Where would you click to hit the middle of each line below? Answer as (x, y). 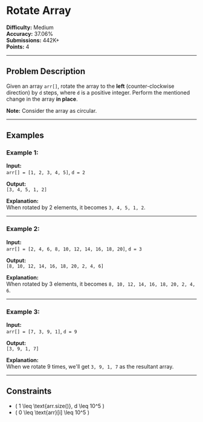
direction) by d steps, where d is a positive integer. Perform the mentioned (98, 92)
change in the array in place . (42, 99)
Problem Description (46, 71)
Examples (25, 136)
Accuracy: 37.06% (30, 33)
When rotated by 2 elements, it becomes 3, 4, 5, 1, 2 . (76, 207)
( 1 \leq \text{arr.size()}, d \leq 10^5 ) (60, 406)
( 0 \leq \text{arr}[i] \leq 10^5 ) (52, 412)
